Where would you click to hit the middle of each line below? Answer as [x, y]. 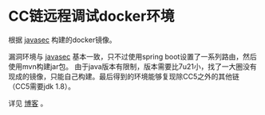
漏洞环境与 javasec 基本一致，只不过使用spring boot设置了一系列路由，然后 [132, 56]
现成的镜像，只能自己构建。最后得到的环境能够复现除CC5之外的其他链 [124, 76]
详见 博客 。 [28, 103]
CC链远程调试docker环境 [91, 16]
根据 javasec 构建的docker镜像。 [62, 40]
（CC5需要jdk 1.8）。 [42, 86]
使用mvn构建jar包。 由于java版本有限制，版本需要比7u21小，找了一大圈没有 [132, 66]
